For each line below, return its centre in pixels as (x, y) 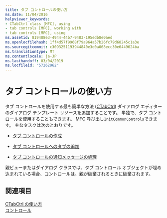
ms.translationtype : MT (30, 51)
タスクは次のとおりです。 (49, 125)
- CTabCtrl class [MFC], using (38, 24)
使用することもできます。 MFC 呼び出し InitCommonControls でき (87, 119)
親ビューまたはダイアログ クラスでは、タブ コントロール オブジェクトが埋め (83, 168)
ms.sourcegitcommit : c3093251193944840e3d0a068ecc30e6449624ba (72, 47)
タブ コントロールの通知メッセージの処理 (55, 157)
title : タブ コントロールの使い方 (36, 10)
